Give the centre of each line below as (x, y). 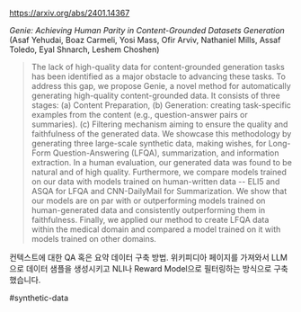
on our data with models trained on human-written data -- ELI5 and (155, 182)
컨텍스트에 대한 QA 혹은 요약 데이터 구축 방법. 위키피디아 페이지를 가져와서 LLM (148, 257)
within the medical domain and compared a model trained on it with (156, 229)
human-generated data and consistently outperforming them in (148, 210)
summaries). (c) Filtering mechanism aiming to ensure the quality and (159, 124)
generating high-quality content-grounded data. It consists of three (155, 95)
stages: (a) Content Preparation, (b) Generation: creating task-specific (161, 105)
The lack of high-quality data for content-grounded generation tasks (158, 67)
